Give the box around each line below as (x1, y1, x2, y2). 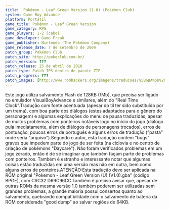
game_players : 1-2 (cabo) (5, 31, 60, 36)
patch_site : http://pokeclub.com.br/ (5, 54, 85, 60)
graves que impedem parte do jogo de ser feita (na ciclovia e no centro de (5, 140, 160, 146)
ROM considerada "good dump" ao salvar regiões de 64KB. (5, 199, 130, 205)
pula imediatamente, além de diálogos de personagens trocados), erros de (5, 124, 161, 130)
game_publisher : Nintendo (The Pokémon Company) (5, 40, 110, 45)
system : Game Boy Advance (5, 12, 60, 17)
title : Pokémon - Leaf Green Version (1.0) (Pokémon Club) (5, 7, 135, 13)
